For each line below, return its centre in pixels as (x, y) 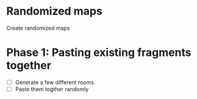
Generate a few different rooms (55, 82)
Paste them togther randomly (52, 89)
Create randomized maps (38, 28)
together (29, 66)
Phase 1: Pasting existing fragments (99, 53)
